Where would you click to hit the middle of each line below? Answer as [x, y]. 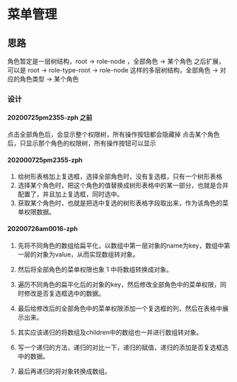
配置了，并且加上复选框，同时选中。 [70, 194]
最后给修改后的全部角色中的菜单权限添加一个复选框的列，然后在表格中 [120, 308]
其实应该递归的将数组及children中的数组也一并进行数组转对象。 [110, 332]
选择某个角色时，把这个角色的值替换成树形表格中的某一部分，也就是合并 [123, 186]
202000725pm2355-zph [45, 159]
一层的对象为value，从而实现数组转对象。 [78, 254]
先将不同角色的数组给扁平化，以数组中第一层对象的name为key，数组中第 [124, 245]
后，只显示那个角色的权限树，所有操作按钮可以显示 [82, 143]
